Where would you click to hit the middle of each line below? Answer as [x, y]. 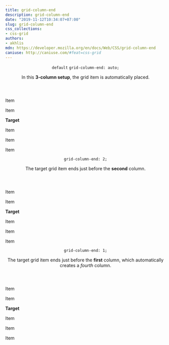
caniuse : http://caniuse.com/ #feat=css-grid [53, 52]
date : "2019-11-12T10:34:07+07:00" [43, 19]
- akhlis [15, 43]
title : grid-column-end [31, 10]
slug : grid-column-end [29, 24]
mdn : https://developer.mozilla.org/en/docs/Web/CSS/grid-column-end [81, 48]
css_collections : [24, 29]
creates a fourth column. [86, 265]
